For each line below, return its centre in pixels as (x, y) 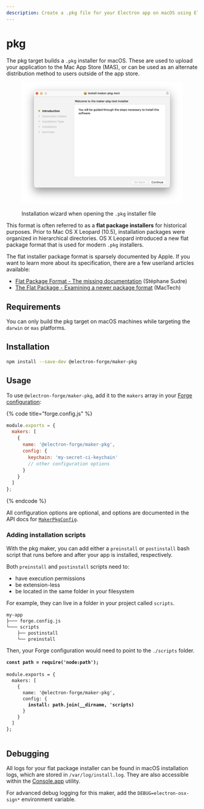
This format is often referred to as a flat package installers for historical (97, 225)
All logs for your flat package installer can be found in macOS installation (97, 768)
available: (18, 270)
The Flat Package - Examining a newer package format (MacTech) (98, 288)
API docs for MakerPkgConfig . (42, 519)
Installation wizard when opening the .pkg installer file (89, 214)
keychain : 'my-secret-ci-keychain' (73, 457)
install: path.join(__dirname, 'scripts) (81, 705)
